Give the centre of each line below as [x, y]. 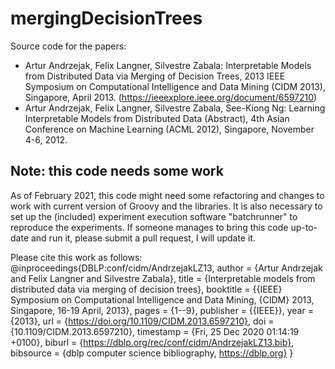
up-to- [304, 227]
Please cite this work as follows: [76, 257]
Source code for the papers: [68, 46]
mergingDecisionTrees [106, 18]
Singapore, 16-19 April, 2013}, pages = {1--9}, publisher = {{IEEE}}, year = [162, 310]
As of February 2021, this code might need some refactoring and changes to [167, 195]
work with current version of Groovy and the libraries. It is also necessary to [166, 206]
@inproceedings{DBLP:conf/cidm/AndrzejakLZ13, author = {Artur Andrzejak [166, 268]
